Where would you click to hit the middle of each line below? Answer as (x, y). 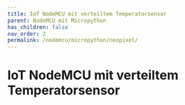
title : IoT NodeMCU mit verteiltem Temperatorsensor (87, 14)
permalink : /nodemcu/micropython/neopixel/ (73, 40)
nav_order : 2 (27, 34)
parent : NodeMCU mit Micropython (57, 21)
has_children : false (38, 27)
